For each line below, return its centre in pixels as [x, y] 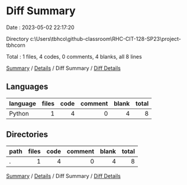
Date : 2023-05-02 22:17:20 [41, 27]
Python [19, 113]
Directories [27, 135]
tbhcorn [16, 45]
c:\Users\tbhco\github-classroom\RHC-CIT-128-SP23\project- [106, 39]
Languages [27, 87]
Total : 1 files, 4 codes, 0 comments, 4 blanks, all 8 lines [74, 56]
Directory [17, 39]
